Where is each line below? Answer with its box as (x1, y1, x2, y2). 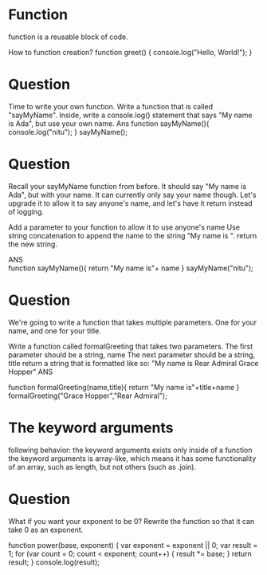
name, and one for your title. (8, 325, 101, 336)
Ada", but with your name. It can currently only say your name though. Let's (8, 190, 257, 199)
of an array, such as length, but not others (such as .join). (8, 462, 197, 471)
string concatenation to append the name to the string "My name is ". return (8, 230, 257, 240)
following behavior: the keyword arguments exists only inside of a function (8, 445, 253, 455)
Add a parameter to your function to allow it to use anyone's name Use (8, 222, 241, 232)
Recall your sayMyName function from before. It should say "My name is (8, 181, 247, 191)
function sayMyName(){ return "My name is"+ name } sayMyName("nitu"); (8, 263, 253, 273)
